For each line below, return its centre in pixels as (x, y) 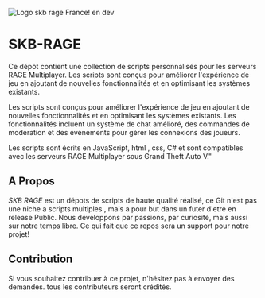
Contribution (41, 259)
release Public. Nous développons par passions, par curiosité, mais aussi (128, 217)
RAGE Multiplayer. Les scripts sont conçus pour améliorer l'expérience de (129, 75)
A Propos (32, 182)
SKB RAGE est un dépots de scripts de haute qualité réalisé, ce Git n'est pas (132, 200)
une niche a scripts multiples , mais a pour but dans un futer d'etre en (122, 209)
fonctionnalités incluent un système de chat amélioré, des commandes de (129, 124)
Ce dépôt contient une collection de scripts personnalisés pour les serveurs (132, 66)
